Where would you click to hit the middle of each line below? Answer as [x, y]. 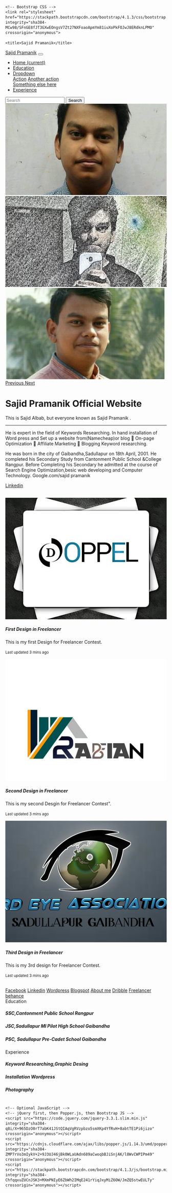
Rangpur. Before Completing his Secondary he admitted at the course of [81, 464]
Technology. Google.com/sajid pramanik [48, 475]
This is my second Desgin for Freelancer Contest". [58, 804]
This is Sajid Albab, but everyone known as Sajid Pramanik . [68, 418]
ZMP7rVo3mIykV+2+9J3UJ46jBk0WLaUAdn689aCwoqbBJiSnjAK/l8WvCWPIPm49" [80, 1154]
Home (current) [29, 62]
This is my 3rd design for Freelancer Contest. [53, 965]
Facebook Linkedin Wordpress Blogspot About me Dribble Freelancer [78, 990]
